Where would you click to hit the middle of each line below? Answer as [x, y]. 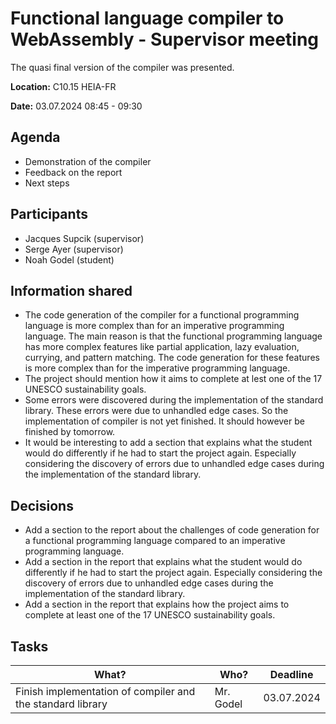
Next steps [47, 183]
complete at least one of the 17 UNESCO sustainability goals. [150, 615]
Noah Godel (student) [69, 259]
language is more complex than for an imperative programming [154, 326]
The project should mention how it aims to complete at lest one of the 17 [173, 379]
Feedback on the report [73, 172]
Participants [49, 214]
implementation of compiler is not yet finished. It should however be [164, 421]
